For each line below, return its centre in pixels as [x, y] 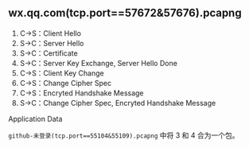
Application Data [35, 119]
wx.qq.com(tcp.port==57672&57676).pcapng [125, 13]
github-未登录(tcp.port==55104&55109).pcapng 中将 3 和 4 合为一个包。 [124, 135]
